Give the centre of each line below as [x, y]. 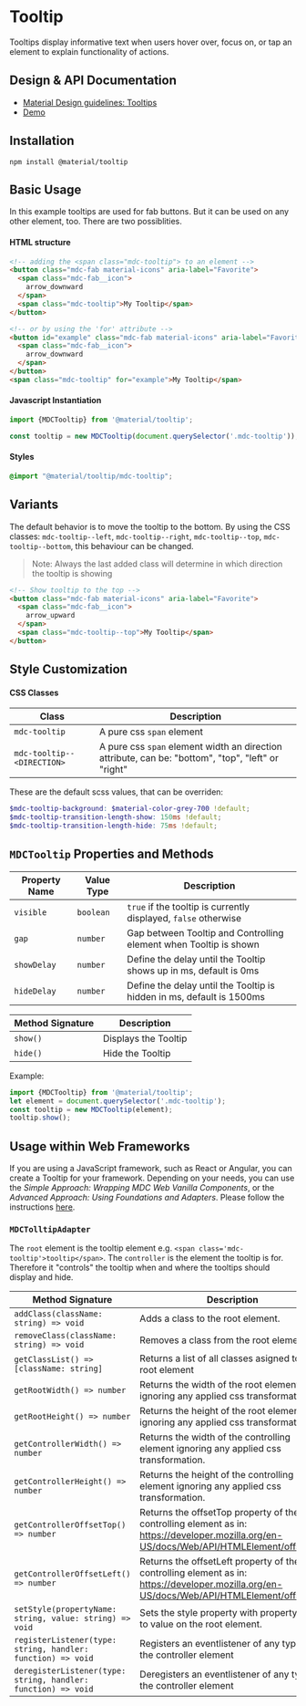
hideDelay [35, 991]
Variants [34, 505]
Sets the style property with [199, 1613]
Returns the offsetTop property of [212, 1513]
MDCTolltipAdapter [50, 1230]
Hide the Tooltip [137, 1053]
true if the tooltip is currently [189, 907]
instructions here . [42, 1207]
